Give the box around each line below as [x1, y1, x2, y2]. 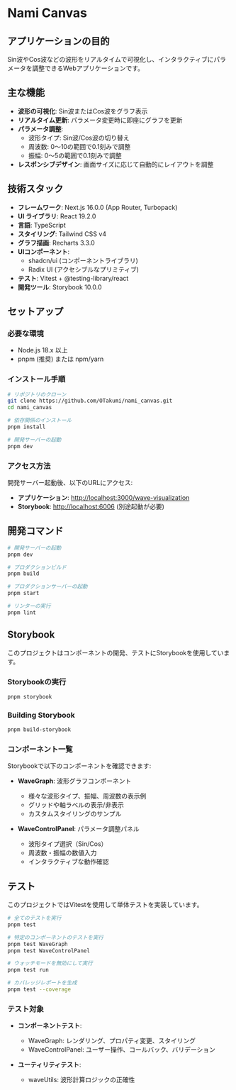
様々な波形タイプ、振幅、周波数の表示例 [28, 792, 147, 801]
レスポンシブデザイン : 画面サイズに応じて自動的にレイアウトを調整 [17, 160, 214, 168]
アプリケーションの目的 [7, 35, 110, 47]
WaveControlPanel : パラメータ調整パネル [17, 825, 140, 833]
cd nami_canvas [7, 404, 52, 411]
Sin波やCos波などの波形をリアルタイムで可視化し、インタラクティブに [7, 55, 214, 63]
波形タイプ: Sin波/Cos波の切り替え [28, 133, 130, 142]
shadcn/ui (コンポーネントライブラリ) [28, 256, 138, 265]
